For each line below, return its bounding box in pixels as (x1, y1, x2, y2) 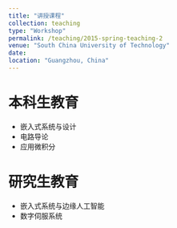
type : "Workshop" (8, 26, 66, 35)
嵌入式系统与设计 (19, 121, 77, 131)
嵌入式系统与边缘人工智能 (19, 201, 105, 210)
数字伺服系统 (19, 210, 62, 221)
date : (8, 49, 26, 57)
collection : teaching (8, 19, 81, 27)
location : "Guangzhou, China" (8, 57, 110, 65)
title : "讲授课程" (8, 11, 66, 20)
